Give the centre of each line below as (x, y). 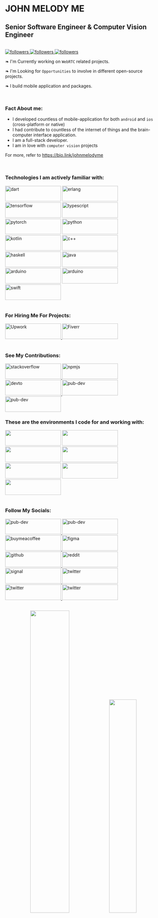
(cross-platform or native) (39, 124)
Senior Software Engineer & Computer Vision (76, 27)
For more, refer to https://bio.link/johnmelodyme (54, 155)
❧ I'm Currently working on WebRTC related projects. (57, 61)
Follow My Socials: (28, 510)
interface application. (55, 135)
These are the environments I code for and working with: (75, 422)
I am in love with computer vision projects (55, 146)
